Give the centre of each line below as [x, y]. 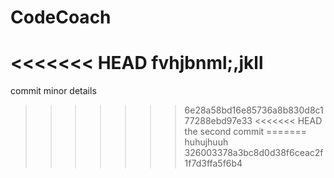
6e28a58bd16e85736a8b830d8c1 [254, 110]
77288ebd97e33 [218, 121]
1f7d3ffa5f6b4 [213, 163]
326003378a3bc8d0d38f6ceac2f [254, 153]
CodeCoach [61, 17]
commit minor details [53, 91]
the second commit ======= [245, 132]
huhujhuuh [206, 142]
